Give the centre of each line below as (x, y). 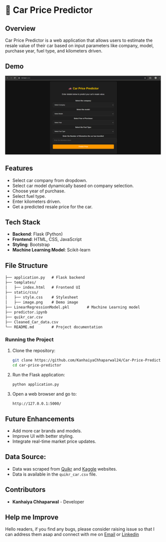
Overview (21, 29)
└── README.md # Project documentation (54, 327)
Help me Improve (32, 517)
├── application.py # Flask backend (45, 278)
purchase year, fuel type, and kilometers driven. (54, 51)
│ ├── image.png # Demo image (42, 302)
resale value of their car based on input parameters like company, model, (80, 46)
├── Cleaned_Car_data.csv (32, 322)
